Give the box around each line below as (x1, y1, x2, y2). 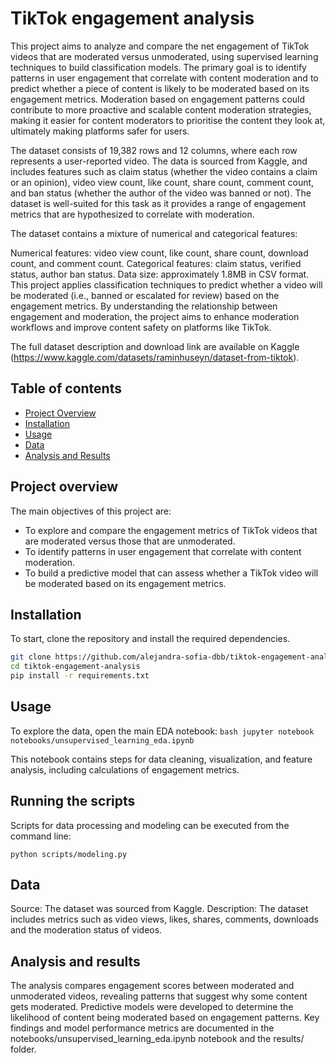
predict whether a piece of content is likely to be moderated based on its (10, 82, 310, 94)
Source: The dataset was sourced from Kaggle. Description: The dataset (10, 903, 309, 915)
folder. (10, 1043, 37, 1056)
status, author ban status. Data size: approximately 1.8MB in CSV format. (10, 268, 310, 280)
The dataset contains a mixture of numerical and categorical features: (10, 227, 298, 239)
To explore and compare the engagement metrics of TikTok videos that (24, 524, 318, 536)
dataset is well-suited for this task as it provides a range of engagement (10, 197, 307, 209)
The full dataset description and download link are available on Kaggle (10, 340, 300, 352)
